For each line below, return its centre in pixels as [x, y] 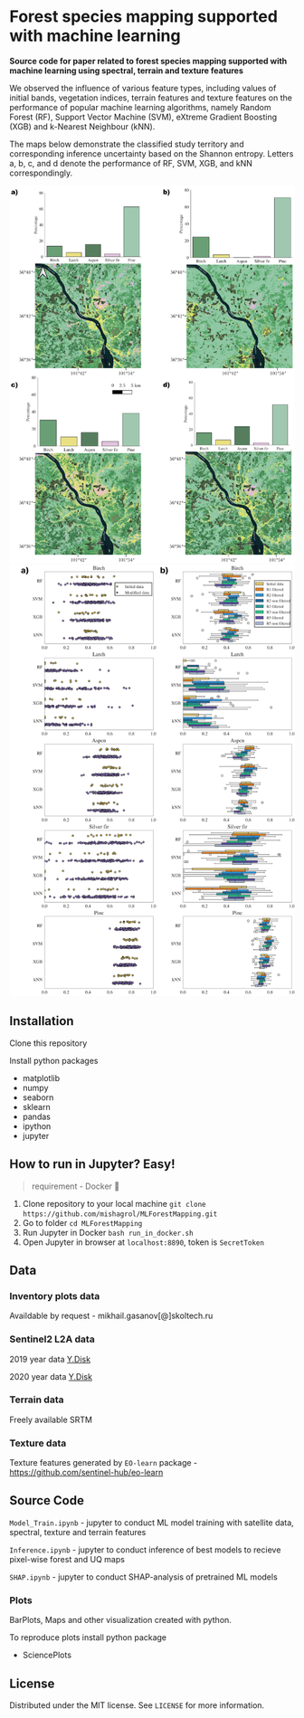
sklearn [37, 1106]
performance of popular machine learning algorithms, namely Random [140, 107]
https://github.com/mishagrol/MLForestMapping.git [120, 1214]
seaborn [38, 1097]
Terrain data [37, 1400]
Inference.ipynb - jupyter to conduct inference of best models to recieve [145, 1550]
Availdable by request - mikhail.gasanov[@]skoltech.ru [111, 1316]
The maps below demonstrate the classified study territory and [127, 144]
